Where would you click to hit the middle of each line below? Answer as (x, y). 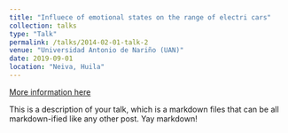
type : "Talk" (33, 34)
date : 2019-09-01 (41, 59)
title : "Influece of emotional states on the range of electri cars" (140, 17)
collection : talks (43, 26)
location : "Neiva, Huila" (57, 67)
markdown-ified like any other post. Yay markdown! (103, 118)
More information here (50, 92)
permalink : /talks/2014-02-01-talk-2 (79, 42)
